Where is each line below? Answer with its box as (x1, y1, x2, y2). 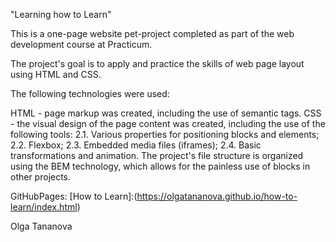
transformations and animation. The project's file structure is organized (10, 150, 304, 161)
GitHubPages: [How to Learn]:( (10, 190, 138, 202)
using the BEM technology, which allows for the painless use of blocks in (10, 160, 311, 172)
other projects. (10, 171, 72, 183)
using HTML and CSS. (10, 69, 102, 80)
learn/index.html (10, 201, 78, 213)
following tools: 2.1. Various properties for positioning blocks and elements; (10, 129, 320, 140)
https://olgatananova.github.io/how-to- (136, 190, 298, 202)
